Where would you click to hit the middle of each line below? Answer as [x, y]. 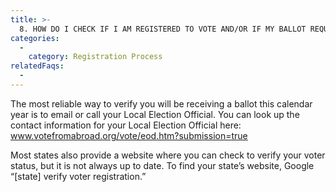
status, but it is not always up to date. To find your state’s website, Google [162, 165]
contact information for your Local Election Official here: [126, 125]
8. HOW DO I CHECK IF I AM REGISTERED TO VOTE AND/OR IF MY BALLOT [163, 29]
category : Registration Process [95, 57]
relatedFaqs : [37, 66]
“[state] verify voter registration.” [78, 176]
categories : [35, 38]
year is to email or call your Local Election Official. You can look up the [155, 114]
